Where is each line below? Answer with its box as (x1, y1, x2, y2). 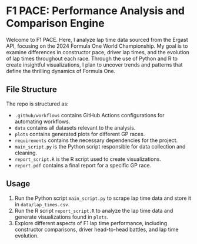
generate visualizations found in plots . (14, 213, 109, 220)
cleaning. (14, 149, 37, 156)
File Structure (6, 84, 57, 95)
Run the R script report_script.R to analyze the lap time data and (14, 207, 173, 214)
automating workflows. (14, 118, 71, 125)
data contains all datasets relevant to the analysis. (14, 124, 136, 131)
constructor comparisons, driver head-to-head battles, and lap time (14, 226, 179, 233)
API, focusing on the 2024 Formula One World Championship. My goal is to (6, 42, 188, 50)
